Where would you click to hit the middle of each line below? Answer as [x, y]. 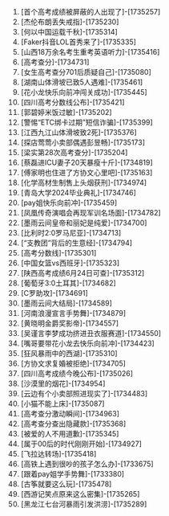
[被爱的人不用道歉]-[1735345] [70, 434]
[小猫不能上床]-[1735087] [62, 403]
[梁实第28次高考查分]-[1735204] [74, 152]
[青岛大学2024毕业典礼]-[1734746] [78, 192]
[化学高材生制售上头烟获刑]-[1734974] [84, 182]
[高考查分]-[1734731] [55, 62]
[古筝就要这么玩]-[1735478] [66, 484]
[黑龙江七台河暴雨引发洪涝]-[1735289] [84, 504]
